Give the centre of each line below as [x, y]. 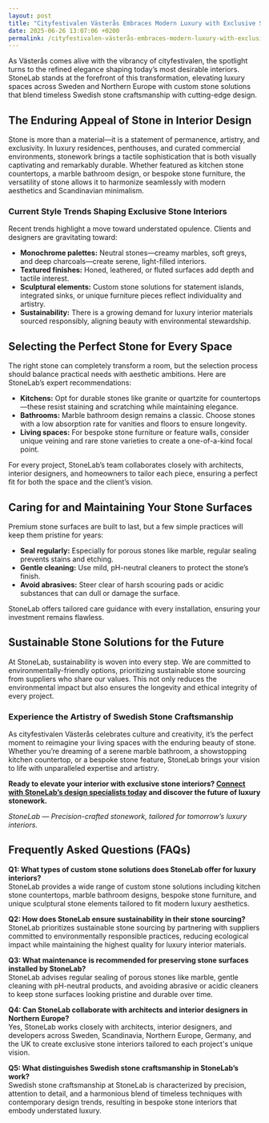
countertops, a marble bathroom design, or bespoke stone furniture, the [127, 174]
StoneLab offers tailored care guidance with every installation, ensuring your [134, 608]
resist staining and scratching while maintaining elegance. [143, 407]
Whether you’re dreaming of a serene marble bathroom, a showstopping [127, 752]
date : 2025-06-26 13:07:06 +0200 [64, 30]
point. [30, 449]
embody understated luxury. [55, 1110]
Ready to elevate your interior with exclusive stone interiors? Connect [127, 784]
